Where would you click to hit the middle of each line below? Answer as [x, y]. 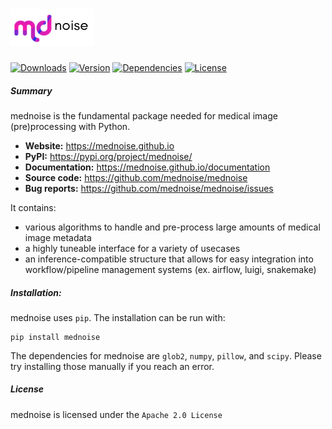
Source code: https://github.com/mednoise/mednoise [136, 177]
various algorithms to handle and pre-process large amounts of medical [172, 227]
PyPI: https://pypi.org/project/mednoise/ [108, 156]
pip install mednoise [55, 337]
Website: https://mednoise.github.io [99, 145]
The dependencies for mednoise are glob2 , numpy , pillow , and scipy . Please [166, 355]
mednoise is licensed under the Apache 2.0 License [116, 414]
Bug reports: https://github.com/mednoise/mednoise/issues [149, 188]
